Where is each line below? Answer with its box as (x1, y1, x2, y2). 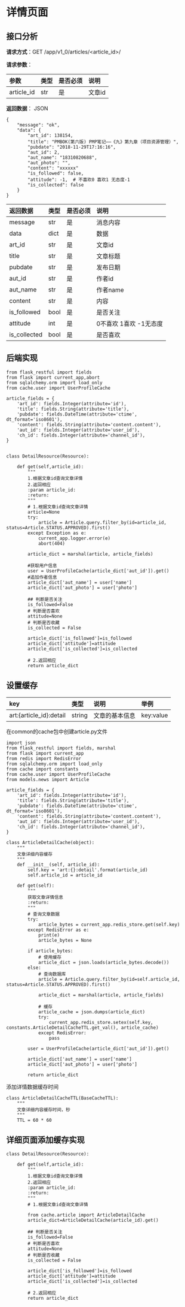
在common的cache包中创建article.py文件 (6, 728, 108, 735)
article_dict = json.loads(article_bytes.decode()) (38, 959, 169, 965)
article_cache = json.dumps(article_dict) (38, 1008, 146, 1015)
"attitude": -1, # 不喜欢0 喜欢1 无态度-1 (27, 177, 130, 183)
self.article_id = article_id (27, 872, 103, 878)
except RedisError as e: (27, 927, 90, 933)
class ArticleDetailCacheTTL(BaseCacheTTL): (6, 1095, 119, 1101)
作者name (96, 286, 124, 294)
